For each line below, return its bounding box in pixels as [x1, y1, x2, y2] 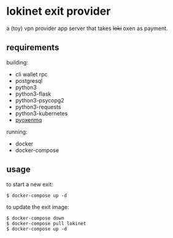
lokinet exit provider [6, 4, 111, 18]
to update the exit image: [6, 203, 69, 210]
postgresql [15, 77, 43, 84]
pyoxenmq [15, 116, 42, 123]
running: [6, 128, 28, 136]
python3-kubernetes [15, 109, 68, 117]
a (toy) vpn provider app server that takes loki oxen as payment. [6, 25, 168, 32]
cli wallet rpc [15, 71, 48, 78]
